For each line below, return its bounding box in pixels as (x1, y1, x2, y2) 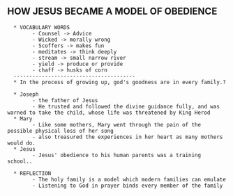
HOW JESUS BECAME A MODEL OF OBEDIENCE (7, 6, 218, 17)
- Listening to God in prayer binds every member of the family (32, 182, 223, 189)
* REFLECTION (13, 170, 52, 177)
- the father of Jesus (32, 97, 98, 104)
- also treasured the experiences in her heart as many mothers (32, 133, 223, 140)
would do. (7, 139, 36, 147)
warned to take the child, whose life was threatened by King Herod (7, 109, 211, 116)
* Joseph (13, 90, 39, 98)
